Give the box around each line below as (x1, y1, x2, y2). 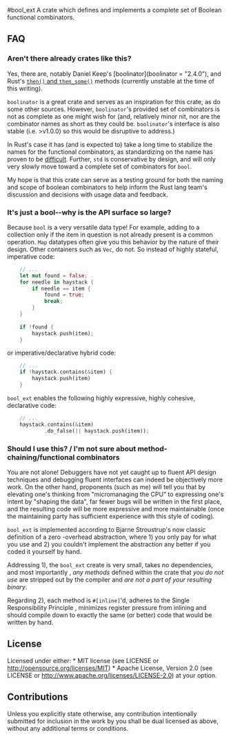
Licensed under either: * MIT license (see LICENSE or (7, 656, 159, 664)
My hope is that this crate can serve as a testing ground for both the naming (7, 175, 223, 184)
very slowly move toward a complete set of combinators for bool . (7, 162, 192, 170)
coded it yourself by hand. (7, 547, 82, 555)
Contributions (7, 691, 68, 703)
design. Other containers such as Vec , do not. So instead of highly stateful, (7, 245, 219, 253)
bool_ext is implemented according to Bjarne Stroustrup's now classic (7, 525, 206, 533)
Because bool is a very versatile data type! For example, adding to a (7, 223, 200, 231)
